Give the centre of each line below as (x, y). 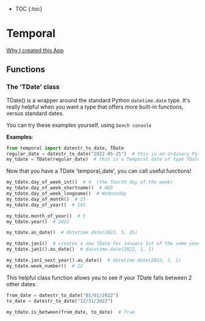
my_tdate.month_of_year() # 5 (46, 216)
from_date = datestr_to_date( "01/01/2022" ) (63, 295)
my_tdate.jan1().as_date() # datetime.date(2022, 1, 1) (80, 250)
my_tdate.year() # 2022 (38, 222)
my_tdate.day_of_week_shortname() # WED (60, 188)
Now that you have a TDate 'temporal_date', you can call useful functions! (99, 171)
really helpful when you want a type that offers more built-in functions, (95, 107)
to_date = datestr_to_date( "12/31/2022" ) (60, 301)
